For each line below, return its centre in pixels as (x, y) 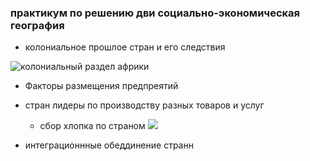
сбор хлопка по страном (92, 126)
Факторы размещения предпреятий (101, 86)
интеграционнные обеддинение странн (109, 145)
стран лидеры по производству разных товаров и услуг (144, 105)
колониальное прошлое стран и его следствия (125, 47)
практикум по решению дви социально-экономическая (155, 13)
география (37, 25)
